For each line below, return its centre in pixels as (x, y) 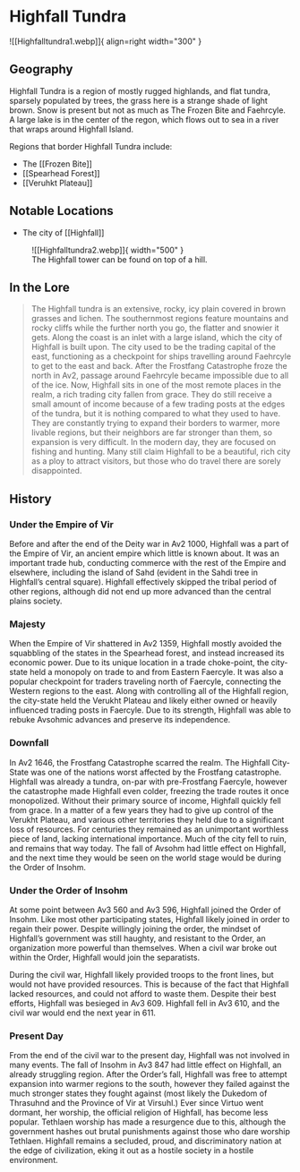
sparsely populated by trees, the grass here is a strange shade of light (139, 100)
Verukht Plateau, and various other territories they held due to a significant (147, 819)
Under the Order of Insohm (69, 890)
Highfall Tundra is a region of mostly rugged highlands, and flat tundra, (140, 90)
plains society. (36, 601)
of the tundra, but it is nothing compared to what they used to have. (155, 414)
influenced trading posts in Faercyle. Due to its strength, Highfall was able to (150, 710)
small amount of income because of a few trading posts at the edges (158, 404)
